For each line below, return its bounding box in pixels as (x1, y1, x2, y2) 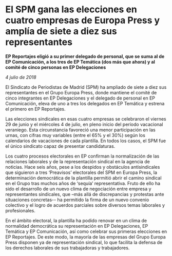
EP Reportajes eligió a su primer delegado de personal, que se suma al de (5, 53, 165, 60)
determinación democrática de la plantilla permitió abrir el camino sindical (5, 174, 162, 181)
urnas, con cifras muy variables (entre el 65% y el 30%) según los (5, 132, 145, 138)
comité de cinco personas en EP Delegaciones (5, 64, 106, 70)
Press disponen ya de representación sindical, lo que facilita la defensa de (5, 239, 163, 245)
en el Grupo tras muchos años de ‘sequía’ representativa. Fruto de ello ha (5, 180, 161, 186)
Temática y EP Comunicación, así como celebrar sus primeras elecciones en (5, 228, 167, 234)
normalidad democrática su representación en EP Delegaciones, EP (5, 223, 148, 229)
